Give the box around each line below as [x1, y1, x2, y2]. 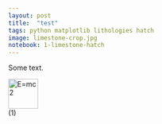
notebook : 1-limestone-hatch [8, 41, 105, 49]
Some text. [8, 63, 44, 72]
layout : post [8, 11, 52, 20]
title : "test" [8, 19, 59, 27]
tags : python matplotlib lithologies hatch [8, 26, 155, 34]
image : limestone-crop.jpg [8, 33, 98, 42]
